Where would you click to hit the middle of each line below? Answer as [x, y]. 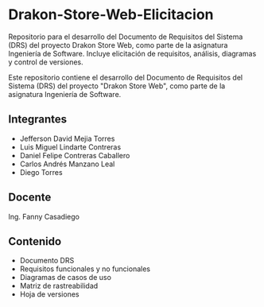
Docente [30, 198]
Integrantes [38, 120]
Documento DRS [47, 261]
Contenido [35, 241]
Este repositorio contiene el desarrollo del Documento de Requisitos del [126, 77]
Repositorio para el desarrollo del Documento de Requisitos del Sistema [126, 37]
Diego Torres [41, 172]
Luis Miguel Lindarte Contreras [70, 147]
